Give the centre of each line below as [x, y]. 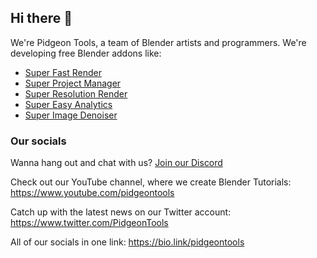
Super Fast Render [63, 72]
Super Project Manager [73, 83]
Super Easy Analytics [68, 104]
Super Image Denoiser [71, 115]
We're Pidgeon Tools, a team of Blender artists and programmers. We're [158, 42]
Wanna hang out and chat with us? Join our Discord [116, 163]
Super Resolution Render [76, 93]
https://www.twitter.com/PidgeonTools [89, 223]
